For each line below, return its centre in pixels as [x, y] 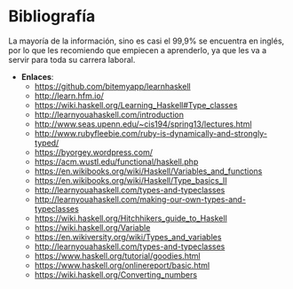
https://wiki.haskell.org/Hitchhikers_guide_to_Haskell [131, 218]
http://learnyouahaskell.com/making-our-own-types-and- [140, 199]
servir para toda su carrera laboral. [72, 59]
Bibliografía [52, 16]
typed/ [47, 143]
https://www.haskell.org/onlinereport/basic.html [122, 265]
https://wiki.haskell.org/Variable [92, 227]
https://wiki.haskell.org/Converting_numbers [115, 274]
